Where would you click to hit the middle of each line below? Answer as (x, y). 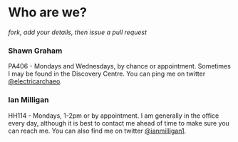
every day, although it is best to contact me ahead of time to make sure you (119, 123)
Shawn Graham (35, 51)
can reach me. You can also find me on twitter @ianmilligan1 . (97, 131)
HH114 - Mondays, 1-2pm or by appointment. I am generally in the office (114, 116)
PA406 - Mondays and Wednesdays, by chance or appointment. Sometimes (119, 66)
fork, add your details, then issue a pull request (78, 32)
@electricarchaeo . (35, 81)
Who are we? (48, 12)
